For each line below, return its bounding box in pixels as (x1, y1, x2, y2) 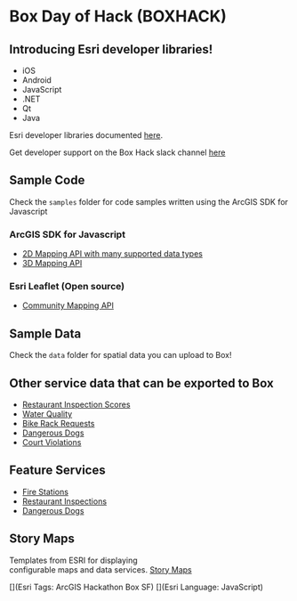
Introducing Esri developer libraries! (9, 42, 213, 57)
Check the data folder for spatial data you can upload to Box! (9, 350, 232, 361)
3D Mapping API (21, 258, 83, 269)
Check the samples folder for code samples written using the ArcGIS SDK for (9, 196, 289, 207)
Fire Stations (21, 486, 69, 497)
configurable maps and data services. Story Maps (9, 564, 193, 575)
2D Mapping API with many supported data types (21, 248, 203, 259)
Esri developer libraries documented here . (9, 130, 164, 140)
